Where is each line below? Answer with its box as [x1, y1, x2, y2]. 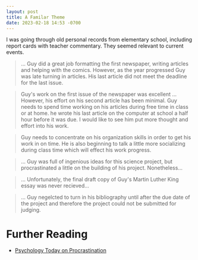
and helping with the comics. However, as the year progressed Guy [20, 67, 186, 74]
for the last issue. [20, 79, 64, 86]
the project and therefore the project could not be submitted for [20, 200, 177, 207]
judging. [20, 206, 41, 214]
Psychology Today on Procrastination [14, 247, 107, 254]
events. [6, 49, 24, 56]
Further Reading [6, 227, 88, 241]
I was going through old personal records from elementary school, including [6, 36, 192, 43]
